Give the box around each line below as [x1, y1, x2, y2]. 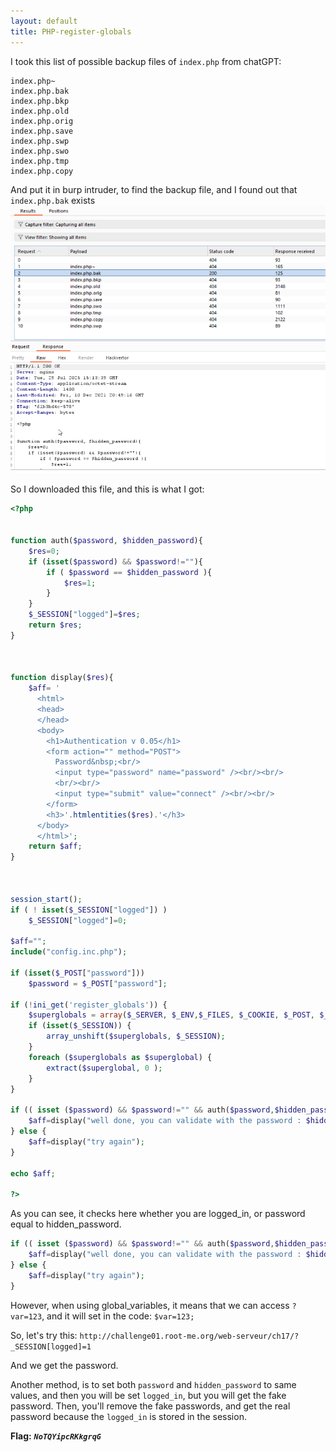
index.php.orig [10, 116, 74, 126]
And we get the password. [10, 1359, 119, 1371]
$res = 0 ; [28, 546, 60, 556]
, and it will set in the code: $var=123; [41, 1310, 195, 1322]
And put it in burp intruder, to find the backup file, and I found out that [10, 183, 298, 195]
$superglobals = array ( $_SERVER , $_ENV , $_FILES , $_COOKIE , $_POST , [28, 1010, 316, 1020]
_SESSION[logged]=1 [10, 1341, 92, 1352]
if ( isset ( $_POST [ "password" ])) [10, 968, 145, 978]
